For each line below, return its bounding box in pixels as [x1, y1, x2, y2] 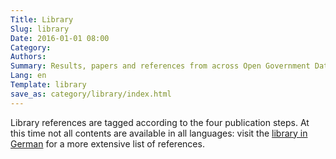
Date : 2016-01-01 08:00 [10, 33, 110, 43]
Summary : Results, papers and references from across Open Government [10, 61, 311, 71]
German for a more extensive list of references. [10, 137, 205, 150]
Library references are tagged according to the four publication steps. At [10, 116, 310, 128]
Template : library [10, 80, 87, 90]
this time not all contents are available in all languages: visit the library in [10, 127, 308, 139]
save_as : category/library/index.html [10, 89, 172, 99]
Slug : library [10, 24, 70, 34]
